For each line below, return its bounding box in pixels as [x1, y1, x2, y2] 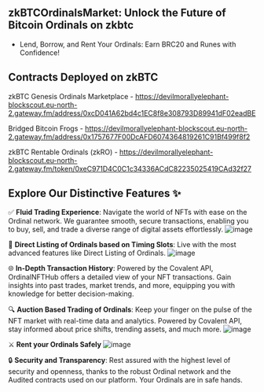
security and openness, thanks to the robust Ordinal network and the [8, 367, 232, 376]
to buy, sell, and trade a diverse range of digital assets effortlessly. [8, 224, 224, 235]
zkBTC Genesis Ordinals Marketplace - [8, 91, 134, 101]
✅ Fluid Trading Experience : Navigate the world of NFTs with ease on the [8, 208, 247, 217]
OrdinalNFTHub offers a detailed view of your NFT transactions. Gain [8, 272, 232, 282]
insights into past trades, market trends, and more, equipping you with [8, 281, 236, 290]
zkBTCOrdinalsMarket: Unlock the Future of [8, 6, 226, 20]
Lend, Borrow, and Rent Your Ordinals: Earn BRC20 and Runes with [19, 39, 236, 49]
